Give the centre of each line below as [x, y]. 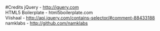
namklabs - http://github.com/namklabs [47, 23]
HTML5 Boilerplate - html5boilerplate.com [49, 12]
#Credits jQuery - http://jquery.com [42, 7]
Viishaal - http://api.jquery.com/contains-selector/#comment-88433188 [80, 18]
